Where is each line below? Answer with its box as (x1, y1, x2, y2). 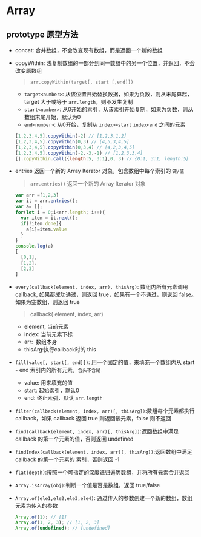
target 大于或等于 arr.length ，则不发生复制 (24, 98, 133, 105)
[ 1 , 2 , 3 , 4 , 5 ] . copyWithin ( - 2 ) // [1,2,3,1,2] (15, 133, 127, 139)
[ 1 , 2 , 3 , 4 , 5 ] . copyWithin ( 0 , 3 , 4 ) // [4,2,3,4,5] (15, 144, 135, 150)
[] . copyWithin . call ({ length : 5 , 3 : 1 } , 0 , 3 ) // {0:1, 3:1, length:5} (15, 155, 189, 161)
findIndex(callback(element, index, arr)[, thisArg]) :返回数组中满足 (15, 448, 193, 455)
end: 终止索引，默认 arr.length (24, 394, 103, 401)
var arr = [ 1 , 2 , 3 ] (15, 192, 59, 198)
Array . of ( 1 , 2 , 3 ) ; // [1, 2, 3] (15, 519, 100, 525)
